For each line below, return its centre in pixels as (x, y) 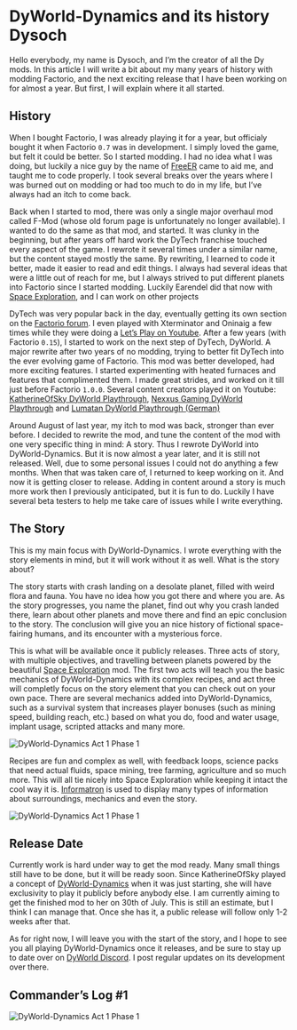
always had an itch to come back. (70, 194)
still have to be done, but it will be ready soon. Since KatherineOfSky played (148, 874)
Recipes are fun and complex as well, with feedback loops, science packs (144, 761)
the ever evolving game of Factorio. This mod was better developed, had (142, 361)
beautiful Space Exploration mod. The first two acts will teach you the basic (147, 669)
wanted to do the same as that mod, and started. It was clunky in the (134, 230)
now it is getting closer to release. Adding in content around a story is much (147, 482)
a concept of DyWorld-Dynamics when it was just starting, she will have (141, 884)
